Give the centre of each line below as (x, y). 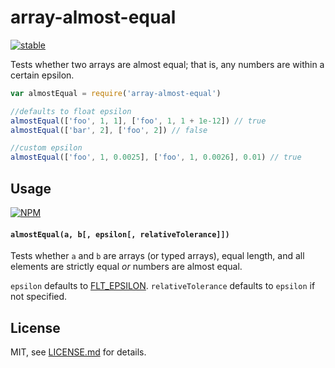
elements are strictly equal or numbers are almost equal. (126, 267)
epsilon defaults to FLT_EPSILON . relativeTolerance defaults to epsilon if (163, 286)
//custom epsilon (46, 148)
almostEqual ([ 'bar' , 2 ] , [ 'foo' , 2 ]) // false (109, 130)
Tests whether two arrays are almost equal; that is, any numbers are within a (167, 64)
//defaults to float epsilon (71, 111)
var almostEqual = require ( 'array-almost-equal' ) (116, 93)
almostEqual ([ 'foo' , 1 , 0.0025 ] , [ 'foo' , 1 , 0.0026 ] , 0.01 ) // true (156, 157)
